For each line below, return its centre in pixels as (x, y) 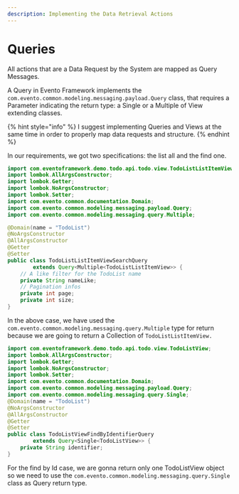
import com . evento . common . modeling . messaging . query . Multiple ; (101, 215)
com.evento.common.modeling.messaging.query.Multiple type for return (111, 328)
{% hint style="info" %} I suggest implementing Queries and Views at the (115, 127)
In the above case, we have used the (61, 320)
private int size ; (47, 300)
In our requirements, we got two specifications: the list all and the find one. (117, 155)
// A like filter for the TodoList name (81, 274)
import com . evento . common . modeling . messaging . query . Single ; (99, 395)
